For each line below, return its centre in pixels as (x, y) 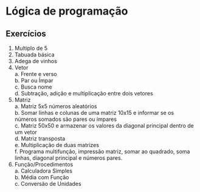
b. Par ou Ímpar (34, 81)
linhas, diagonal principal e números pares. (68, 158)
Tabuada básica (35, 55)
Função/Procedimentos (44, 164)
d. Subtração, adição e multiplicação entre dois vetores (84, 93)
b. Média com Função (42, 177)
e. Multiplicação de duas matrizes (57, 145)
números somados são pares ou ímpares (65, 119)
